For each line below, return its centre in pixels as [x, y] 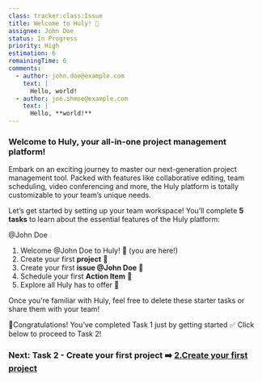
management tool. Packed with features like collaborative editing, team [127, 178]
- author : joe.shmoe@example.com [72, 99]
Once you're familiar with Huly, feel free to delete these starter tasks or [127, 300]
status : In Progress [43, 38]
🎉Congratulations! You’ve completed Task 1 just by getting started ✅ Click [131, 325]
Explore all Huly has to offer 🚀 [70, 285]
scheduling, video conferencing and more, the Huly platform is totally [123, 187]
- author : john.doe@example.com [70, 76]
